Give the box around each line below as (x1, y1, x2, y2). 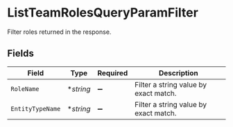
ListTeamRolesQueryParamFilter (7, 5, 199, 21)
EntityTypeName (10, 105, 61, 113)
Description (158, 68, 199, 77)
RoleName (10, 85, 40, 92)
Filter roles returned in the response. (7, 28, 112, 36)
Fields (7, 48, 35, 59)
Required (96, 68, 128, 77)
